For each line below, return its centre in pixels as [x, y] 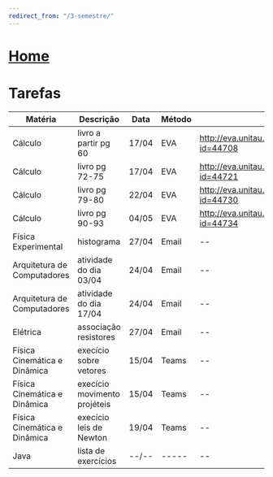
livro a [89, 132]
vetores [91, 371]
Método [177, 119]
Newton [92, 437]
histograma [99, 241]
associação [99, 327]
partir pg [94, 143]
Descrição [99, 119]
